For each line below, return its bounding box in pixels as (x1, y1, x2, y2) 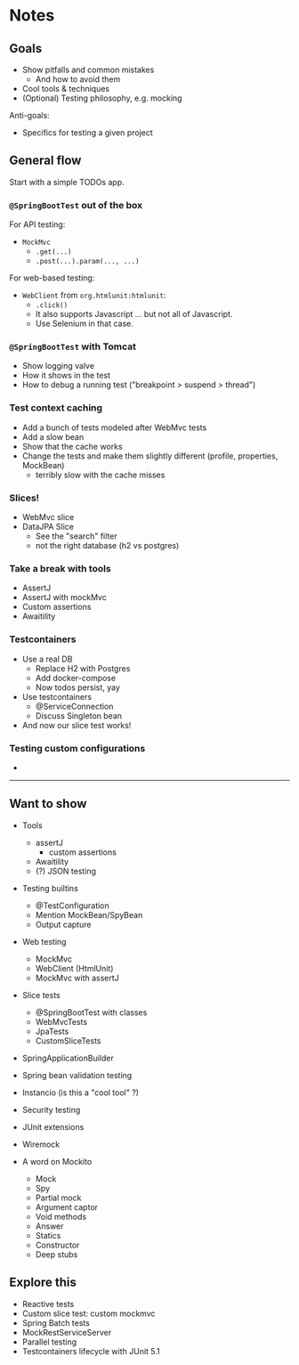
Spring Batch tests (21, 1317, 91, 1328)
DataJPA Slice (21, 522, 74, 532)
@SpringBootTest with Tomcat (9, 340, 136, 353)
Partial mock (35, 1192, 82, 1203)
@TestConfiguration (35, 900, 109, 911)
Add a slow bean (21, 431, 85, 442)
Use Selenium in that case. (35, 318, 133, 329)
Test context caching (9, 402, 103, 414)
